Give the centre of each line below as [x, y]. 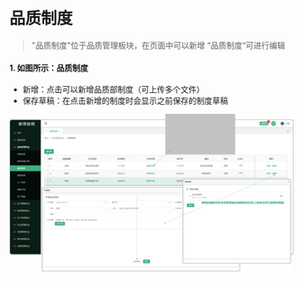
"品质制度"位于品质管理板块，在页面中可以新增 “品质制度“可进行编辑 [158, 45]
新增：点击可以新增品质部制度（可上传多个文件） [113, 89]
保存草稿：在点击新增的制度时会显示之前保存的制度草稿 [125, 101]
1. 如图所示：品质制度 [49, 68]
